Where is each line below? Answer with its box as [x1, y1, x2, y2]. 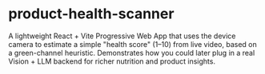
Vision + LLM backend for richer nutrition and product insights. [8, 56, 216, 66]
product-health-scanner [8, 5, 175, 23]
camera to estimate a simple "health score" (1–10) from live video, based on [8, 39, 258, 49]
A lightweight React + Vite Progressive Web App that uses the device [8, 31, 236, 41]
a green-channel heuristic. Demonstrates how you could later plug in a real [8, 48, 255, 57]
